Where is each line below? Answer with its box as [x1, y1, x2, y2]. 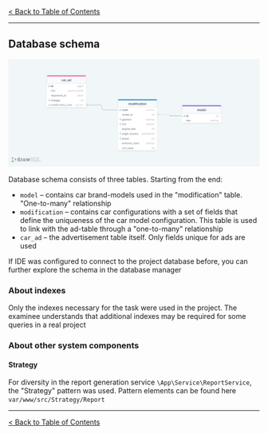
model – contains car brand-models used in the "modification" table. [19, 189, 243, 199]
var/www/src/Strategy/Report [8, 396, 105, 404]
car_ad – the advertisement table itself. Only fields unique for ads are [19, 232, 246, 242]
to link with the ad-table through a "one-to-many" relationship [19, 224, 223, 233]
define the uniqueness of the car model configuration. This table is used [19, 215, 258, 225]
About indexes [8, 285, 66, 296]
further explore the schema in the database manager [8, 265, 182, 274]
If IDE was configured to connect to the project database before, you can [8, 256, 249, 266]
